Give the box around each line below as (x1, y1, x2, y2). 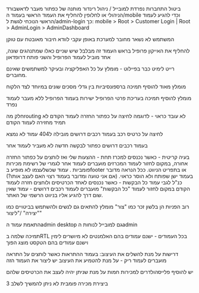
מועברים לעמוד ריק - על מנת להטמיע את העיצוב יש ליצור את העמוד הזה (6, 257, 167, 264)
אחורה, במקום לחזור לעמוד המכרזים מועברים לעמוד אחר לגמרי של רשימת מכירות (6, 160, 188, 166)
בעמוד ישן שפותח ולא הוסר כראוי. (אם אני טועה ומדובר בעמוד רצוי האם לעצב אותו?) (6, 172, 193, 180)
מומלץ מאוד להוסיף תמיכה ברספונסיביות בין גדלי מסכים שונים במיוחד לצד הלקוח (6, 83, 186, 90)
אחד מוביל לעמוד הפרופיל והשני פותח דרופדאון (6, 54, 111, 60)
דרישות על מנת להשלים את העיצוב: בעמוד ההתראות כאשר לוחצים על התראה (6, 251, 179, 257)
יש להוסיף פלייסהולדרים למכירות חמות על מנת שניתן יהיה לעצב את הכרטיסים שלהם (6, 269, 194, 275)
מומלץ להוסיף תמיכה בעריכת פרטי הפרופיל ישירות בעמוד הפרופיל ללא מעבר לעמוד (6, 95, 192, 101)
